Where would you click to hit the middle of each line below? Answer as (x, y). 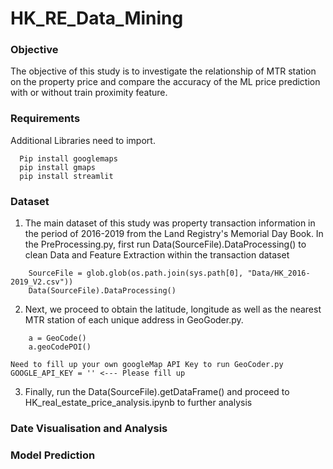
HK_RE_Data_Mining (97, 18)
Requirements (45, 119)
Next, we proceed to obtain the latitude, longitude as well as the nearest (173, 309)
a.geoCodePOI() (60, 347)
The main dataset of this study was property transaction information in (170, 223)
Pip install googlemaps (68, 158)
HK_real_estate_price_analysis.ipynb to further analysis (138, 403)
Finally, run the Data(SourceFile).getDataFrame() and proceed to (157, 392)
